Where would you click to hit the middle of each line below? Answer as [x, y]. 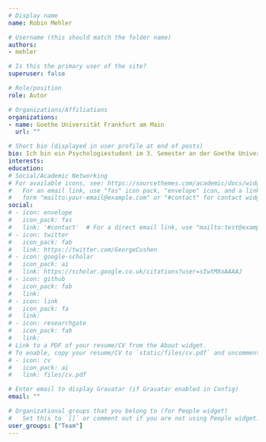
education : [26, 168]
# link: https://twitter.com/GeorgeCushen [83, 250]
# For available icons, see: [56, 183]
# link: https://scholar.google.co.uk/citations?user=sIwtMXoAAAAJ [125, 272]
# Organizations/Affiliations [58, 110]
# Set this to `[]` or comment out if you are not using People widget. [134, 418]
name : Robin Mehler [40, 23]
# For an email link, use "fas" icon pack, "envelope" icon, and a [125, 190]
